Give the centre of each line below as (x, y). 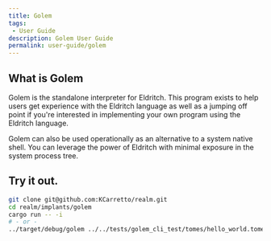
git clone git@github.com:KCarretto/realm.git (88, 199)
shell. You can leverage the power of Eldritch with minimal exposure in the (131, 147)
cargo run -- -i (35, 214)
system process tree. (44, 155)
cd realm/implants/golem (50, 207)
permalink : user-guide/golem (57, 46)
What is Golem (46, 78)
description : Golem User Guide (61, 38)
